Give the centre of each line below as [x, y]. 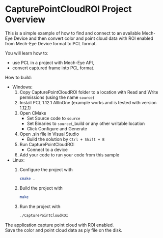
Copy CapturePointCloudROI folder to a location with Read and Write [89, 92]
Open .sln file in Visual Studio [49, 134]
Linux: [18, 160]
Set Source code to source [54, 118]
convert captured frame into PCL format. [53, 68]
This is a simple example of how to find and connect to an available [73, 33]
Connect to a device [47, 149]
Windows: [22, 87]
